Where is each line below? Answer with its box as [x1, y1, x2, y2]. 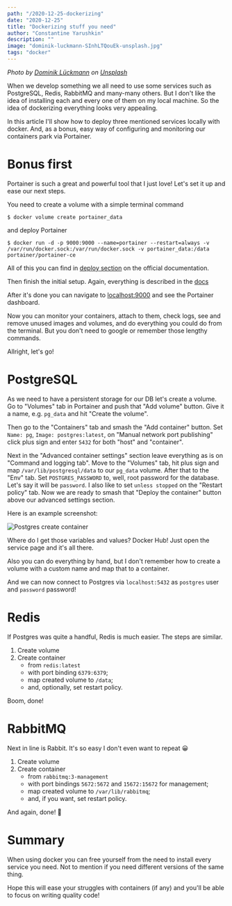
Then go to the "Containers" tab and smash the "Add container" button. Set [7, 422, 224, 431]
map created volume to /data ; [27, 676, 113, 684]
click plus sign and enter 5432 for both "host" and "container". [7, 438, 184, 446]
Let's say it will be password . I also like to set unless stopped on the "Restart [7, 481, 223, 489]
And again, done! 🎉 [7, 808, 62, 816]
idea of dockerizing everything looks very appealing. [7, 104, 158, 112]
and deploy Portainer [7, 225, 67, 234]
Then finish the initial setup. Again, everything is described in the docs [7, 277, 209, 285]
